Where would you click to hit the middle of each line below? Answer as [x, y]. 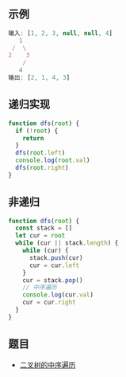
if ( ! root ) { [37, 131]
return [33, 138]
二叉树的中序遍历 [48, 364]
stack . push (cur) [56, 257]
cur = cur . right [50, 302]
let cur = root [40, 236]
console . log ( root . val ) [53, 161]
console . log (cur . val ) [58, 295]
